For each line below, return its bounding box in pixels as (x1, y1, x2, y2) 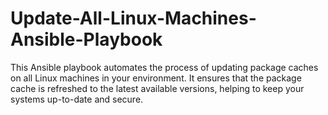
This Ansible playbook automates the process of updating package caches (10, 61, 319, 73)
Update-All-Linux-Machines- (10, 7, 257, 30)
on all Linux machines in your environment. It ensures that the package (10, 72, 302, 84)
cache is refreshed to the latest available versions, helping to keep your (10, 82, 305, 94)
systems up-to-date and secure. (10, 93, 144, 105)
